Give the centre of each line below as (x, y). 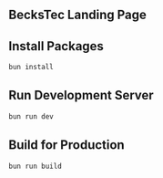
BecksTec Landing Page (78, 15)
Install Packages (56, 46)
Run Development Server (81, 95)
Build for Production (66, 145)
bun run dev (31, 116)
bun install (31, 68)
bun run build (36, 166)
